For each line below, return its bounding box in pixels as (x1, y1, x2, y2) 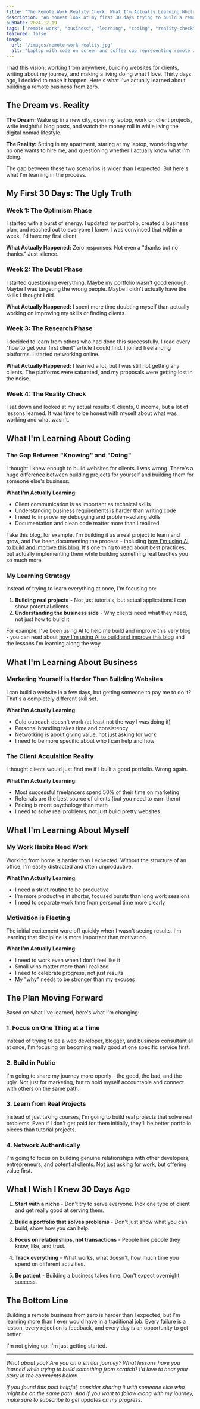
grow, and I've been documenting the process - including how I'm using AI (6, 537, 189, 544)
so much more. (6, 556, 43, 564)
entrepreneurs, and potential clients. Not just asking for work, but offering (6, 1161, 187, 1168)
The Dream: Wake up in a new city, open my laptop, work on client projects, (6, 116, 192, 123)
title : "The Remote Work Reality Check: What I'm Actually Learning (6, 8, 180, 15)
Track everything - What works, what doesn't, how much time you (14, 1254, 179, 1261)
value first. (6, 1167, 33, 1174)
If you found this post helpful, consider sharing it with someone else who (6, 1383, 185, 1390)
